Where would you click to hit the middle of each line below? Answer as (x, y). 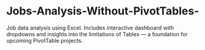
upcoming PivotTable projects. (45, 40)
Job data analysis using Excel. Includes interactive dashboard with (90, 28)
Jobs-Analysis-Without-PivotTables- (103, 11)
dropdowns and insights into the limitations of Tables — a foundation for (97, 34)
